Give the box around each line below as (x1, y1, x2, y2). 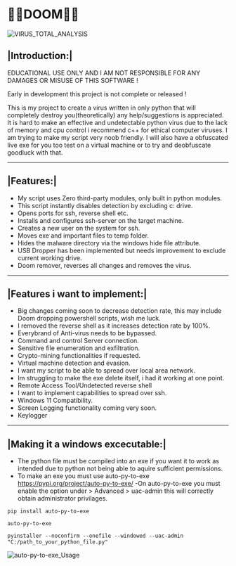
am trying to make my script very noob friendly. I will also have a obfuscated (7, 133, 228, 141)
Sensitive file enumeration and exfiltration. (17, 344, 140, 352)
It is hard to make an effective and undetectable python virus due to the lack (7, 118, 228, 127)
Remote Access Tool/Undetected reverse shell (17, 381, 152, 390)
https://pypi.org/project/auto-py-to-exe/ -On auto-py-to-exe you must (17, 480, 221, 488)
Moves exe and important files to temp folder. (17, 231, 150, 240)
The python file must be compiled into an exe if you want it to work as (17, 457, 220, 465)
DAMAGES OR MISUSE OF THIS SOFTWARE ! (7, 76, 138, 84)
